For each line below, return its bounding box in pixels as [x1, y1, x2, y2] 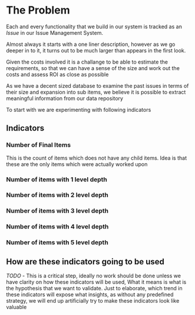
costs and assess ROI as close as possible [6, 71, 109, 78]
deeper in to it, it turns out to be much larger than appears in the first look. [6, 47, 186, 54]
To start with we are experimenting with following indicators [6, 106, 151, 113]
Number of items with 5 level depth [6, 238, 109, 247]
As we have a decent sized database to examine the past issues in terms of [6, 82, 189, 89]
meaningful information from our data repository [6, 95, 124, 102]
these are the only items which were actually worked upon [6, 160, 148, 168]
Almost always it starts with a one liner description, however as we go [6, 41, 176, 48]
